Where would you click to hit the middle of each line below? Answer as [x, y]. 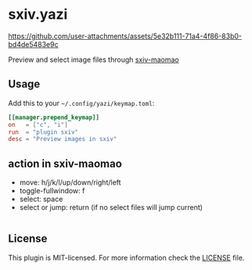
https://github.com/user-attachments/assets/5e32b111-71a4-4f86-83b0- [125, 36]
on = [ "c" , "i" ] [38, 124]
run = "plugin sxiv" [43, 132]
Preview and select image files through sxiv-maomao [94, 59]
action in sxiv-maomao [65, 163]
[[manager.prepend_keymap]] [54, 117]
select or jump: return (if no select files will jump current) [111, 207]
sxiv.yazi [38, 14]
